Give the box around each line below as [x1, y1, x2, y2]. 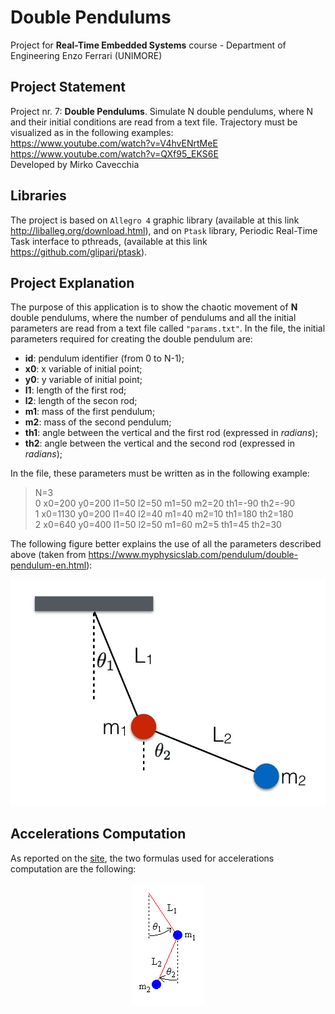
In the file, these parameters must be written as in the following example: [10, 467, 310, 480]
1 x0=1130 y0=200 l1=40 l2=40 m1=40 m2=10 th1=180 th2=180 [34, 508, 294, 520]
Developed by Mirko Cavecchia [10, 158, 140, 170]
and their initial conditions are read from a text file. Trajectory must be [10, 116, 298, 128]
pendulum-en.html [10, 559, 87, 571]
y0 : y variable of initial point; [24, 374, 143, 386]
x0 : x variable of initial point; [24, 363, 143, 375]
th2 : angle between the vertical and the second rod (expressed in [24, 437, 296, 450]
